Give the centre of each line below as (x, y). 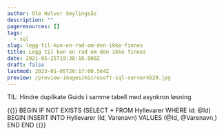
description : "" (30, 20)
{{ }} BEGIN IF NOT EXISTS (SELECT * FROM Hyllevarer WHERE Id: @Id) (109, 110)
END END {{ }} (27, 125)
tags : (15, 33)
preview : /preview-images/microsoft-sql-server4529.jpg (89, 77)
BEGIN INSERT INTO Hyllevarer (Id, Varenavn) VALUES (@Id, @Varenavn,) (112, 118)
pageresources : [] (33, 26)
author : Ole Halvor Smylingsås (52, 13)
